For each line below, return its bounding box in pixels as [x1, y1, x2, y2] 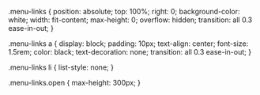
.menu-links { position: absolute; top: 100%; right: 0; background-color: [8, 7, 240, 16]
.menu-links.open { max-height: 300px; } [8, 78, 141, 87]
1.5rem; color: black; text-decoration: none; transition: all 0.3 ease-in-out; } [8, 47, 251, 56]
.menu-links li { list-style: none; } [8, 63, 115, 72]
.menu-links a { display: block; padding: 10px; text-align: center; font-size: [8, 39, 249, 48]
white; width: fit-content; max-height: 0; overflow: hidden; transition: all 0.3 [8, 15, 253, 25]
